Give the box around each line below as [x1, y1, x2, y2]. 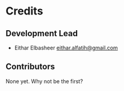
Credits [5, 4, 43, 18]
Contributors [5, 61, 55, 72]
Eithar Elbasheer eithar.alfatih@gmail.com [14, 44, 118, 51]
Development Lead [5, 28, 78, 39]
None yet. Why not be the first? [5, 77, 84, 85]
